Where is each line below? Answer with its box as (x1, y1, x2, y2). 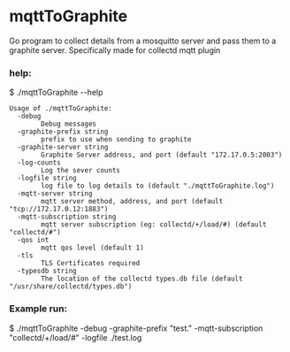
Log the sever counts (41, 166, 121, 175)
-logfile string (17, 174, 77, 183)
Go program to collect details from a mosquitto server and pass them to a (9, 35, 277, 46)
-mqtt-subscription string (17, 212, 117, 222)
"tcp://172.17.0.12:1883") (9, 205, 109, 214)
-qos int (17, 236, 50, 245)
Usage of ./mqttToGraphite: (9, 104, 113, 113)
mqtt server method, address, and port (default (41, 197, 224, 206)
